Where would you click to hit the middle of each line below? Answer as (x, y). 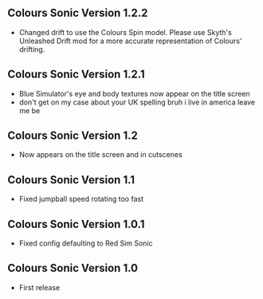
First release (39, 287)
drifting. (32, 49)
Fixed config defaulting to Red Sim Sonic (86, 243)
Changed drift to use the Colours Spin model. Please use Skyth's (125, 32)
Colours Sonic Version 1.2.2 (78, 13)
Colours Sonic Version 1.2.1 (76, 75)
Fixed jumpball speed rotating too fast (81, 199)
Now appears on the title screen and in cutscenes (100, 155)
